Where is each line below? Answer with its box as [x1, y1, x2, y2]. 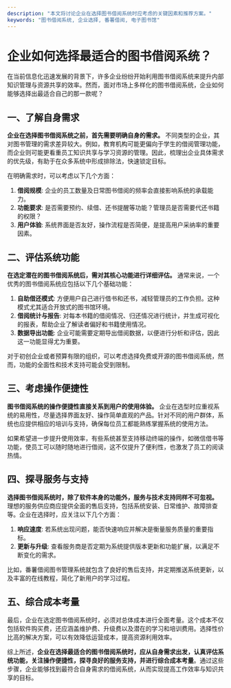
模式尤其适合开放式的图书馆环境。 [16, 303, 114, 311]
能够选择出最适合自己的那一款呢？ [7, 90, 104, 98]
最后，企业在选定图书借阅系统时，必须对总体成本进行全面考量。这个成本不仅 [7, 616, 224, 624]
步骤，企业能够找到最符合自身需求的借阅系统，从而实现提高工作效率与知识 [7, 665, 218, 673]
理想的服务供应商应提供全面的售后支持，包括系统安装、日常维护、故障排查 [7, 501, 218, 510]
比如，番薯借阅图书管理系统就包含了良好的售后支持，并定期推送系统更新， [7, 565, 218, 574]
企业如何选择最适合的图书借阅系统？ [7, 48, 212, 64]
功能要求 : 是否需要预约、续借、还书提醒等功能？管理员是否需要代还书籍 [16, 204, 220, 212]
